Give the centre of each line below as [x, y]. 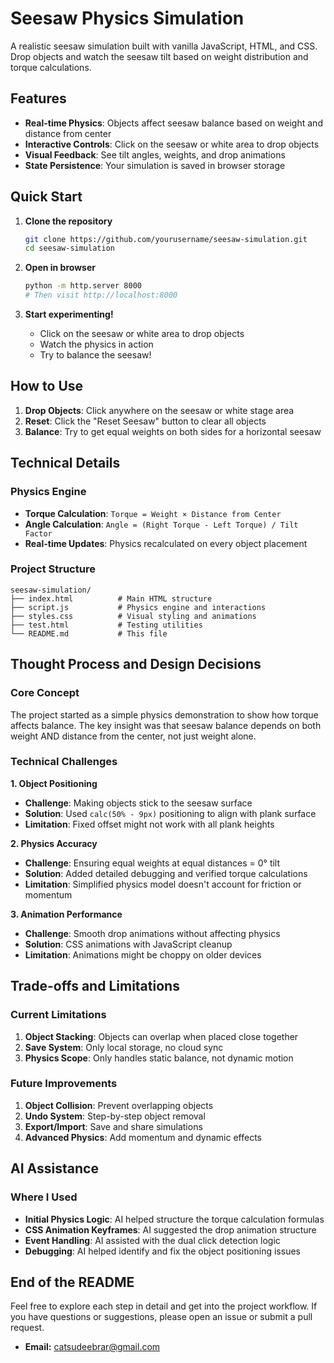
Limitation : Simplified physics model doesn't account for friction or [163, 884]
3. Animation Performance [66, 914]
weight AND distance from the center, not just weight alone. [133, 736]
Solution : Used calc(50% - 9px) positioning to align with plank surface [170, 813]
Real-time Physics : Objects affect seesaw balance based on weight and [173, 123]
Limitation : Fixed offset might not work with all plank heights [149, 824]
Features [38, 98]
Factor [38, 533]
